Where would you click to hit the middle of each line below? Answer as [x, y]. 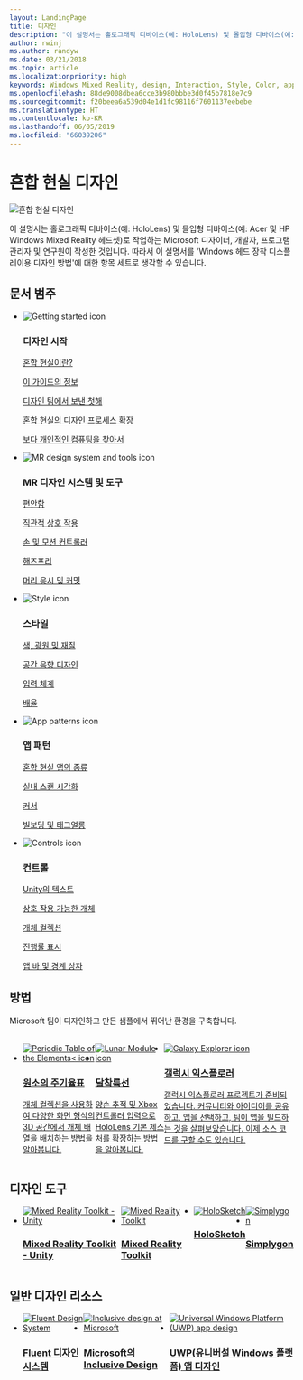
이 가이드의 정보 [50, 381]
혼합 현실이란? [48, 362]
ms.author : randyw [44, 51]
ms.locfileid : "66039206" [58, 135]
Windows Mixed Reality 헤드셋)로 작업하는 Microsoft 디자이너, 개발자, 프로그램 [150, 239]
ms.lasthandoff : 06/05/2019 [62, 127]
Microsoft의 [110, 1353]
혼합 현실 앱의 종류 [55, 767]
